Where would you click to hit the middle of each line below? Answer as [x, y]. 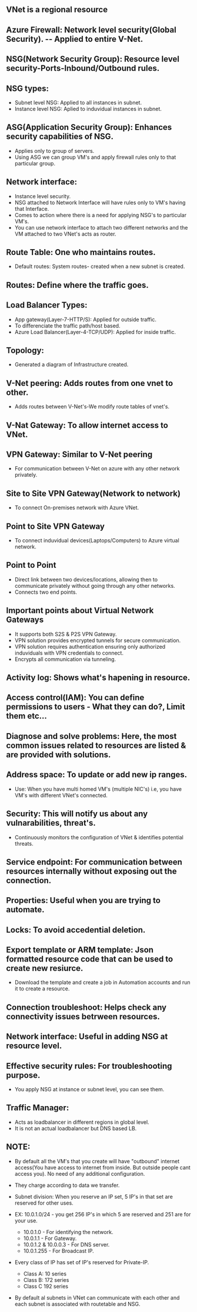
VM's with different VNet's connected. [61, 795]
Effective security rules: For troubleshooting [89, 1066]
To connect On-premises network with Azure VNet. [77, 508]
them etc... [26, 716]
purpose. [23, 1075]
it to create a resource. [42, 989]
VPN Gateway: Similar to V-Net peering [79, 455]
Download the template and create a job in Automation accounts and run [102, 983]
